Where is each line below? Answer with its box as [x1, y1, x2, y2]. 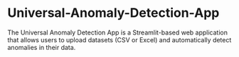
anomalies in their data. [7, 43, 76, 51]
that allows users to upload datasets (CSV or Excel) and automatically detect [7, 35, 232, 44]
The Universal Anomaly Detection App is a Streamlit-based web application [7, 28, 228, 37]
